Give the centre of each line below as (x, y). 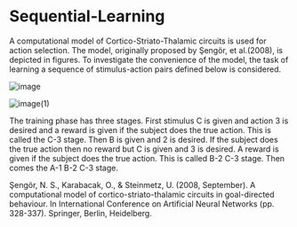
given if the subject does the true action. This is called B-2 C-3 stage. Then (147, 158)
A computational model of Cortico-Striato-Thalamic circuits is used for (138, 41)
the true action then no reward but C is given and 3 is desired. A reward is (144, 149)
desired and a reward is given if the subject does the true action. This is (140, 129)
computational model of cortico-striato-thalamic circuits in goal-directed (142, 194)
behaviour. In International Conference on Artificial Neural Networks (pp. (142, 204)
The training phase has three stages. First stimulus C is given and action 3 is (149, 121)
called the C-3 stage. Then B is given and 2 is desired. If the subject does (144, 139)
